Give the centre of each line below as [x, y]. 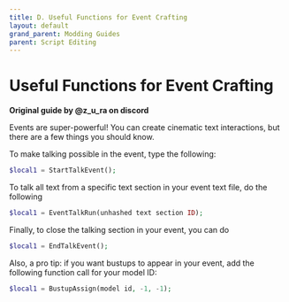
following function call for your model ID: [83, 272]
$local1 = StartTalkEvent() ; [63, 170]
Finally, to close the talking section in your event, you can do [119, 229]
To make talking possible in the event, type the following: [113, 154]
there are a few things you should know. [82, 137]
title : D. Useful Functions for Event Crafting [99, 17]
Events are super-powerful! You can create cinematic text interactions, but [144, 128]
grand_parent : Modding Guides [65, 34]
